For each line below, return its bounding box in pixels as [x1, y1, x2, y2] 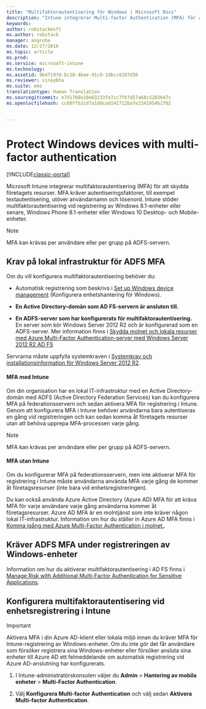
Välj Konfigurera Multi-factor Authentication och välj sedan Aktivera [15, 690, 192, 697]
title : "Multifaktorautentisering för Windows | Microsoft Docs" [6, 9, 177, 15]
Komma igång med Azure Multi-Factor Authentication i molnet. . [6, 521, 166, 529]
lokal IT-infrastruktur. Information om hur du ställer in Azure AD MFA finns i [6, 515, 195, 523]
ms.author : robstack [6, 32, 59, 38]
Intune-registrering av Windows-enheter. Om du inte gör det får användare [6, 640, 195, 648]
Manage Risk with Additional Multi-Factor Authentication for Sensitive [6, 572, 182, 579]
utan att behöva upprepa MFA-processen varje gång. [6, 419, 140, 427]
